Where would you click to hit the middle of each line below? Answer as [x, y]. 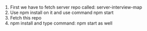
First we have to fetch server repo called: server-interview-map [76, 7]
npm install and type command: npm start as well [61, 23]
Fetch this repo [26, 18]
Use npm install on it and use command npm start [62, 12]
